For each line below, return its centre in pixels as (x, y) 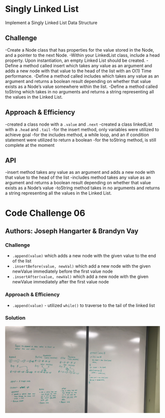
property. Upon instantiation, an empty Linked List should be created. (75, 60)
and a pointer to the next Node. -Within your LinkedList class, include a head (82, 55)
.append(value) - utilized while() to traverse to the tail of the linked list (83, 305)
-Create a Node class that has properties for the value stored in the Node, (80, 50)
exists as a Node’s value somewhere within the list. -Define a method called (82, 86)
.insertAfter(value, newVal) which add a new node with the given (80, 277)
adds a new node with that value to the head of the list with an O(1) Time (78, 71)
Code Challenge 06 (45, 213)
